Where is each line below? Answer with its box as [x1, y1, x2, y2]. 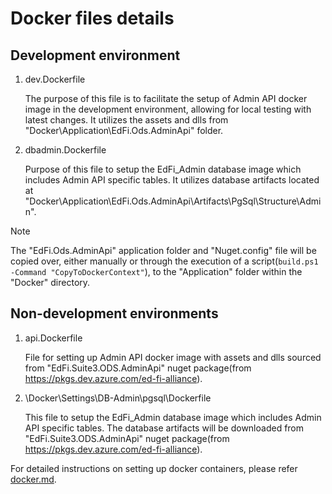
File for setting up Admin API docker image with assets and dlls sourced [24, 351, 322, 363]
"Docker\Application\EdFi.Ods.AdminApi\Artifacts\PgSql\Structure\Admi [24, 195, 322, 207]
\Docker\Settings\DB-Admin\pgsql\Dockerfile [24, 392, 212, 404]
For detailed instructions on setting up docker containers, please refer [10, 462, 298, 474]
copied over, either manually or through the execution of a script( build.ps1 [10, 255, 319, 267]
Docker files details [10, 7, 175, 30]
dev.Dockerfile [24, 73, 86, 85]
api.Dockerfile [24, 332, 83, 344]
